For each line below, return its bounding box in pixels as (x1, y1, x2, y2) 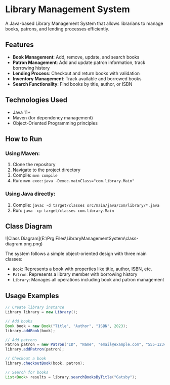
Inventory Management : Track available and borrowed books (12, 75, 142, 82)
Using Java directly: (5, 190, 56, 198)
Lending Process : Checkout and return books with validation (12, 70, 140, 76)
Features (5, 41, 34, 49)
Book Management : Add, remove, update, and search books (12, 54, 140, 60)
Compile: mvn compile (12, 172, 58, 178)
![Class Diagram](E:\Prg (5, 235, 55, 242)
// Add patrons (5, 337, 37, 342)
